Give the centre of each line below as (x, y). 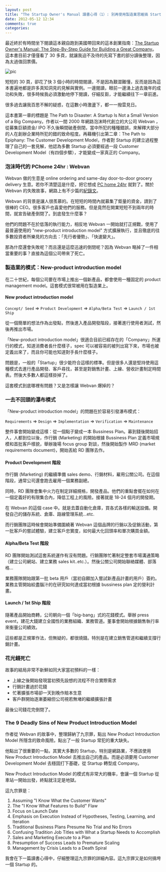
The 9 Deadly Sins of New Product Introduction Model (71, 723)
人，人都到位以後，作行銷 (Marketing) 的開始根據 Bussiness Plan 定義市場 (80, 438)
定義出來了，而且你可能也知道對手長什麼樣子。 (53, 352)
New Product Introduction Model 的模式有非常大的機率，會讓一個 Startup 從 (82, 774)
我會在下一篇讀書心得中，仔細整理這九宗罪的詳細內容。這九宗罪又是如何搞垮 (83, 858)
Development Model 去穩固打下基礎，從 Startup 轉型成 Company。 (74, 763)
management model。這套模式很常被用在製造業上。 (58, 286)
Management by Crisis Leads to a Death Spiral (60, 848)
